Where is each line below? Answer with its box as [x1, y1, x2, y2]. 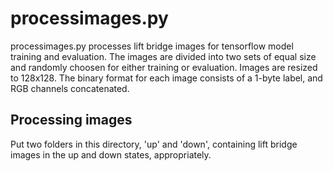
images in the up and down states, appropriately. [10, 148, 212, 161]
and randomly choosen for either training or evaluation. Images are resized [10, 61, 318, 73]
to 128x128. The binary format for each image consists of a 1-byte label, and [10, 72, 323, 84]
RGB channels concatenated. [10, 82, 130, 94]
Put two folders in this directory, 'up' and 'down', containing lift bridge [10, 138, 298, 150]
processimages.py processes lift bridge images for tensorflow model [10, 40, 294, 52]
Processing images [10, 112, 133, 129]
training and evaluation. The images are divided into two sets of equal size [10, 50, 317, 62]
